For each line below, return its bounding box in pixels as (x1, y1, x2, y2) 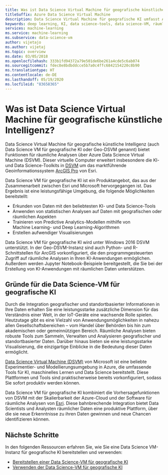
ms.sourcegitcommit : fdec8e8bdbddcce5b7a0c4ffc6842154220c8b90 (5, 63, 140, 68)
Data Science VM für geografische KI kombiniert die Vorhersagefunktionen (5, 389, 160, 395)
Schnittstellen (5, 249, 33, 255)
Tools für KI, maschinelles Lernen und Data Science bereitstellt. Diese (5, 369, 149, 375)
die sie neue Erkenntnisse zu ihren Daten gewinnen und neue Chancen (5, 411, 151, 417)
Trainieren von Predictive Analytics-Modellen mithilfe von (12, 218, 131, 225)
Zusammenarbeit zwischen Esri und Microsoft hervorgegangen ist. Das (5, 182, 152, 188)
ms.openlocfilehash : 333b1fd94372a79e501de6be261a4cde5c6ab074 (5, 58, 140, 63)
